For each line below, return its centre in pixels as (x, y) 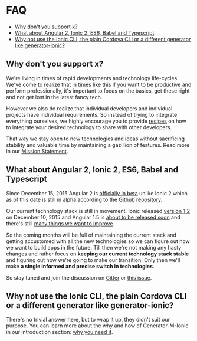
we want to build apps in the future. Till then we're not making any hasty (94, 247)
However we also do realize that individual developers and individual (89, 108)
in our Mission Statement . (37, 151)
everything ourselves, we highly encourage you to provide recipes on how (96, 121)
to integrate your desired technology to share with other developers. (89, 127)
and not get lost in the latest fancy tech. (54, 97)
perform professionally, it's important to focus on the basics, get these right (98, 91)
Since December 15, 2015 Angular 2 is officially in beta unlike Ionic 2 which (97, 193)
